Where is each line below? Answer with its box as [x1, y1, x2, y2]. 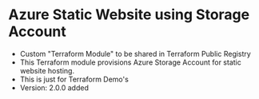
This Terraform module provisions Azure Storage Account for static [19, 57, 241, 67]
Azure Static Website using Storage [8, 6, 250, 24]
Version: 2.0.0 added [19, 82, 90, 93]
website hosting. [19, 65, 74, 75]
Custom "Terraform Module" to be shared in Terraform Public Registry [19, 49, 252, 58]
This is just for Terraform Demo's [19, 74, 129, 84]
